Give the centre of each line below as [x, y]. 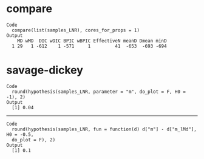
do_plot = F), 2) [34, 140]
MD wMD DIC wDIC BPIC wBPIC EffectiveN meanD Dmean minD [92, 41]
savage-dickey [45, 70]
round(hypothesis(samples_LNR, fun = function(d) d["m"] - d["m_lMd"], [104, 129]
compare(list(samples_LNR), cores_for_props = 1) [76, 30]
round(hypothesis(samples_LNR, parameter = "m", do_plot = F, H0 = [99, 92]
